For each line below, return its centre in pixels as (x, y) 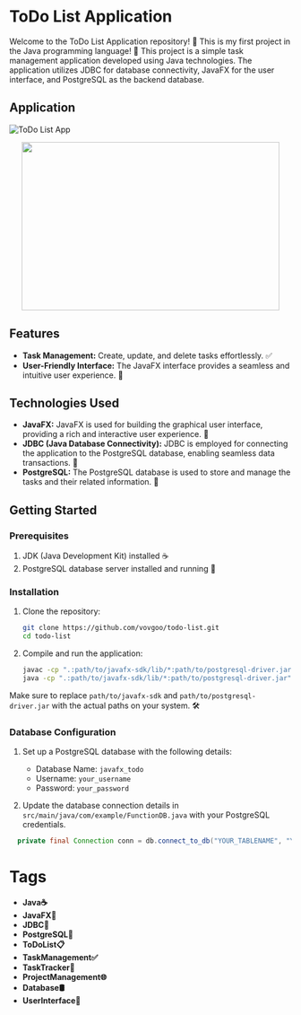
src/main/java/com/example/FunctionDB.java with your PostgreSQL (146, 815)
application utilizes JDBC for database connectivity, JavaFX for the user (142, 70)
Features (34, 334)
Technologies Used (64, 402)
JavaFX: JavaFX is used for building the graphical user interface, (142, 424)
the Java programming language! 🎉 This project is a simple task (127, 50)
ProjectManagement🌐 (64, 976)
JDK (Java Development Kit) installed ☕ (95, 556)
